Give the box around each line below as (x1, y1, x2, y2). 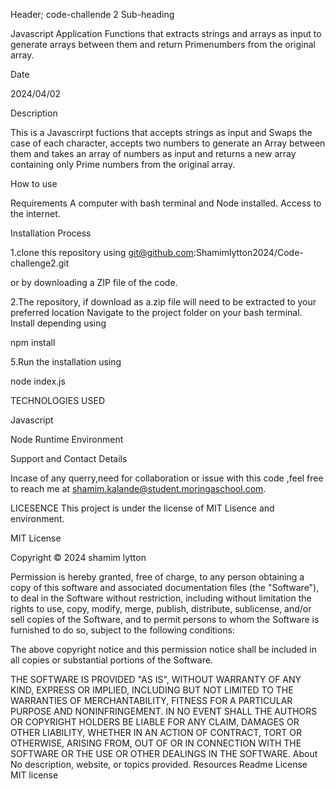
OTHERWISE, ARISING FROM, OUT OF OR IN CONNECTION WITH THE (10, 737, 302, 749)
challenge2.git (10, 257, 70, 269)
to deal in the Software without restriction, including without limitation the (10, 592, 312, 604)
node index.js (10, 375, 66, 387)
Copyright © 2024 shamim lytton (10, 552, 147, 563)
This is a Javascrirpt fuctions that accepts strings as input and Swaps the (10, 127, 313, 138)
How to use (10, 178, 58, 189)
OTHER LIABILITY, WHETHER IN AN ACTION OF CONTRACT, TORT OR (10, 727, 302, 738)
